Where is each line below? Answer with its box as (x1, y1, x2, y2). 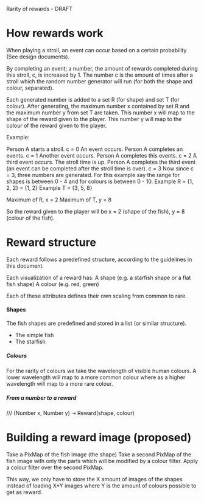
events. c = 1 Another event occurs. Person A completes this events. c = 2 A (6, 152, 197, 159)
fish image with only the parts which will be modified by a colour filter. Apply (6, 457, 199, 464)
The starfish (15, 338, 46, 346)
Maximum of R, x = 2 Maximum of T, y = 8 (6, 196, 112, 203)
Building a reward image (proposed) (6, 431, 192, 445)
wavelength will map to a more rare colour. (6, 380, 113, 388)
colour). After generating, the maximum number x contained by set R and (6, 102, 190, 110)
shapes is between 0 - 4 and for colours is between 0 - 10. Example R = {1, (6, 178, 194, 185)
